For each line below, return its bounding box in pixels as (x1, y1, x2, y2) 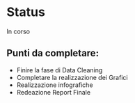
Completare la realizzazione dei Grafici (16, 73, 128, 81)
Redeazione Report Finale (16, 88, 91, 96)
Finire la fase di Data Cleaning (16, 65, 103, 74)
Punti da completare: (6, 47, 99, 59)
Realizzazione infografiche (16, 81, 93, 89)
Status (6, 4, 46, 20)
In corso (6, 27, 31, 35)
